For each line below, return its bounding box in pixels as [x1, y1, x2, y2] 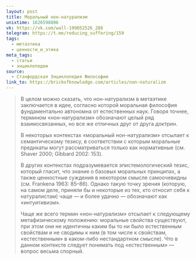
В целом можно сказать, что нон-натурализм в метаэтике [20, 95, 167, 102]
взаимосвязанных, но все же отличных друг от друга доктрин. [20, 121, 178, 127]
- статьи [11, 57, 33, 63]
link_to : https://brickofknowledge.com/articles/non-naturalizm [6, 80, 166, 85]
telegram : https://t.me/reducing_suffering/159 [6, 30, 125, 36]
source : [6, 69, 25, 74]
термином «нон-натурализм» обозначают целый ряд [20, 114, 154, 121]
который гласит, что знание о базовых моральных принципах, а [20, 168, 181, 175]
